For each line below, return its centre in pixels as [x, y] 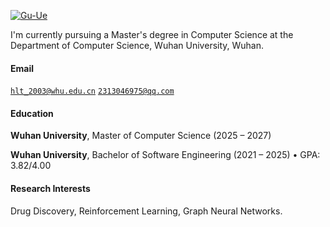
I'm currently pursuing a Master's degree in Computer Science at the [152, 34]
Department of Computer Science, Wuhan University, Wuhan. [137, 45]
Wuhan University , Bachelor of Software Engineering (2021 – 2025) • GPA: [165, 155]
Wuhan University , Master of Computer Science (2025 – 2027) [141, 136]
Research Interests [50, 188]
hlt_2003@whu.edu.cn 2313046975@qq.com [92, 91]
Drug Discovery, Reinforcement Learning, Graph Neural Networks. [146, 211]
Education [32, 113]
